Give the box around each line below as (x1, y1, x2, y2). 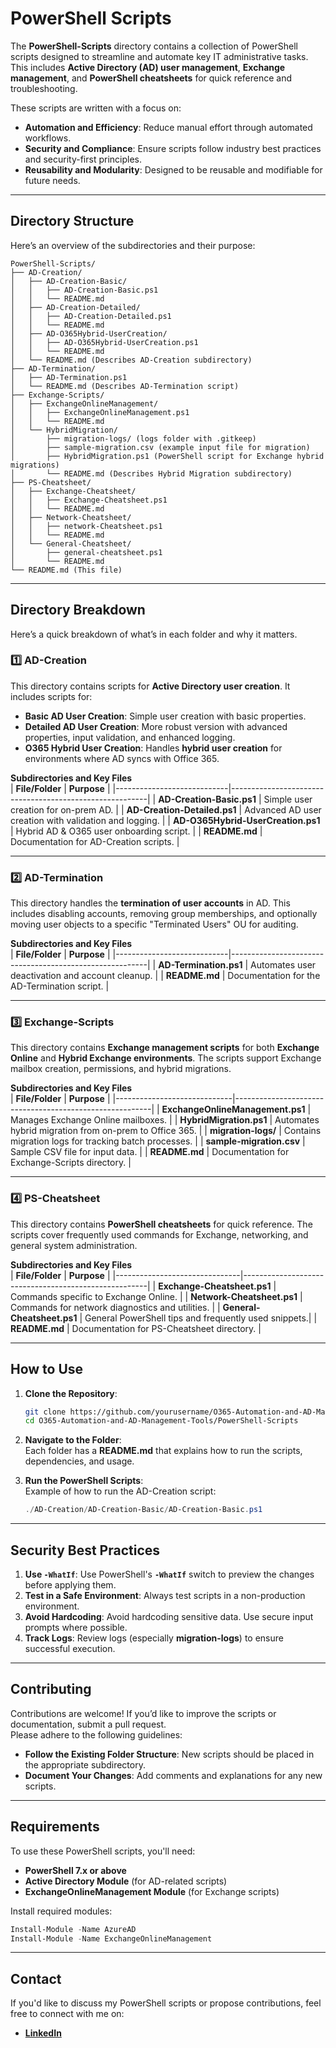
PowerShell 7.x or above (24, 1864, 127, 1876)
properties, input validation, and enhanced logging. (24, 731, 236, 743)
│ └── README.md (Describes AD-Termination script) (10, 381, 240, 391)
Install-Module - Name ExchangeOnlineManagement (10, 1933, 213, 1944)
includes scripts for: (10, 690, 93, 702)
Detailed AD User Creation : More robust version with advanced (24, 720, 288, 732)
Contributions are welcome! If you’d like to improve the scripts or (10, 1707, 277, 1719)
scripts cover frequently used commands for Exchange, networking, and (10, 1228, 309, 1241)
